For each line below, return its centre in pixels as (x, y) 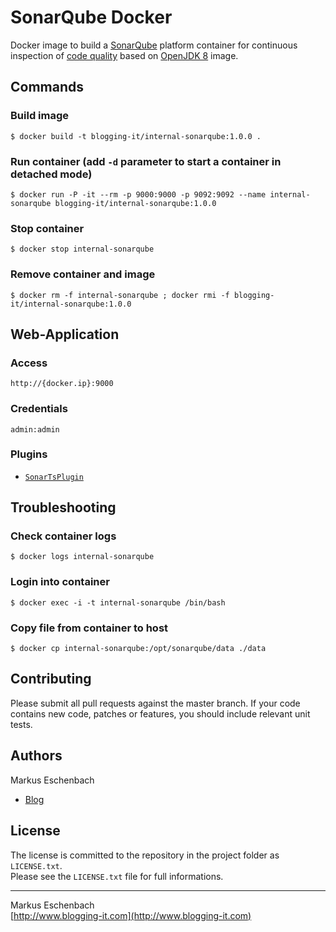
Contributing (51, 679)
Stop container (47, 228)
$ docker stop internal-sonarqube (82, 249)
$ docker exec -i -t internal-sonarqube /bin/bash (118, 602)
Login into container (60, 582)
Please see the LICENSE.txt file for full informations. (117, 876)
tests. (21, 724)
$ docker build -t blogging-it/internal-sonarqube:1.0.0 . (136, 136)
